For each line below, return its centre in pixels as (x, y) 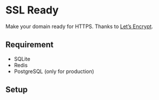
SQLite (22, 58)
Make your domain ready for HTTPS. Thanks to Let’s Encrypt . (79, 26)
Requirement (30, 45)
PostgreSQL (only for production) (54, 71)
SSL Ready (32, 10)
